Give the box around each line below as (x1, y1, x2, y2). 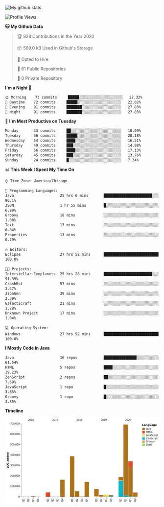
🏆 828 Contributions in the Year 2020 (17, 33, 94, 39)
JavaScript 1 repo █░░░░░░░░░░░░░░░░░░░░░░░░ (5, 385, 159, 389)
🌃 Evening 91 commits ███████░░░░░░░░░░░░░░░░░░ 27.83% (5, 105, 141, 110)
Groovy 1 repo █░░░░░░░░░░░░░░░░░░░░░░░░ (5, 394, 159, 399)
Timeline (5, 408, 23, 413)
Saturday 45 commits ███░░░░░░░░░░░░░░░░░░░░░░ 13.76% (5, 153, 141, 158)
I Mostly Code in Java (5, 345, 50, 351)
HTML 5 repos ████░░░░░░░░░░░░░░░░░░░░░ (5, 365, 159, 370)
